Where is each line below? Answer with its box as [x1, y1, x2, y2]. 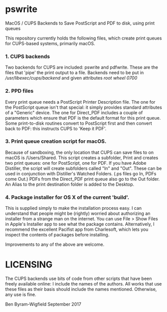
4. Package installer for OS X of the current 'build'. [5, 194, 130, 201]
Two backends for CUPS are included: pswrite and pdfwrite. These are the [5, 64, 159, 71]
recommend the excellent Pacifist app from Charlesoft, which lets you [5, 226, 149, 232]
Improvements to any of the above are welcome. [5, 241, 105, 247]
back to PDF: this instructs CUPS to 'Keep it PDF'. [5, 125, 107, 131]
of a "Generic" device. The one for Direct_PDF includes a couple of [5, 109, 143, 116]
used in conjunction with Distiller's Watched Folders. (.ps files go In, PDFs [5, 170, 157, 176]
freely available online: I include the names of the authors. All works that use [5, 281, 162, 287]
